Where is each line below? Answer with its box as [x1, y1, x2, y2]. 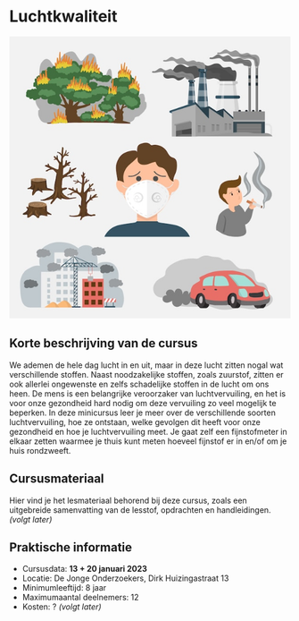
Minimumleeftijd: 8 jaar [21, 583, 107, 593]
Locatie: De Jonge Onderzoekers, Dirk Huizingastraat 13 [21, 573, 229, 583]
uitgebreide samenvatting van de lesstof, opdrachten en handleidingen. [9, 504, 271, 515]
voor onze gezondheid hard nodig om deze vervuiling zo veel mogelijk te [9, 397, 277, 408]
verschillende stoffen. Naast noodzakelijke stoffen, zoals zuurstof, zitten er [9, 369, 284, 379]
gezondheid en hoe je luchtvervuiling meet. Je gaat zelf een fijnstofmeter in [9, 426, 287, 437]
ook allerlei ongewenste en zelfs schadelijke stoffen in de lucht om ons [9, 379, 270, 389]
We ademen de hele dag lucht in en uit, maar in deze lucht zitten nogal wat [9, 360, 284, 370]
